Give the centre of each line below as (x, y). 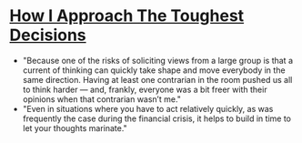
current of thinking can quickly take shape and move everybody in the (154, 70)
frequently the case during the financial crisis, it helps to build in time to (156, 118)
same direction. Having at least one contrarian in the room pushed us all (157, 79)
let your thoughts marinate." (75, 128)
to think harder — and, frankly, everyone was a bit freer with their (145, 89)
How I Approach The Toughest (127, 16)
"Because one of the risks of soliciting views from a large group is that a (158, 60)
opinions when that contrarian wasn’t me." (102, 99)
